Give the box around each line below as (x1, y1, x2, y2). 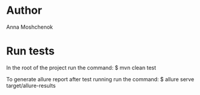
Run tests (6, 44, 55, 58)
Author (6, 4, 42, 17)
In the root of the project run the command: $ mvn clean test (6, 64, 157, 71)
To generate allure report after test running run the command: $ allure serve (6, 75, 195, 82)
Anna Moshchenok (6, 23, 53, 30)
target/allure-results (6, 82, 56, 89)
